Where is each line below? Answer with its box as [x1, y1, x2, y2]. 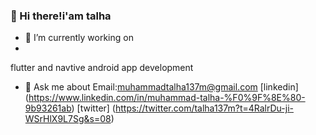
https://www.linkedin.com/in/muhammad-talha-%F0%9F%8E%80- [28, 92, 306, 104]
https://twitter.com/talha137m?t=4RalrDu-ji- [114, 102, 294, 114]
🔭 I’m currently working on [24, 32, 134, 44]
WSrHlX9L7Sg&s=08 [24, 113, 112, 125]
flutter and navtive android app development [10, 62, 194, 74]
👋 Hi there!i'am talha [10, 9, 112, 23]
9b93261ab [24, 102, 72, 114]
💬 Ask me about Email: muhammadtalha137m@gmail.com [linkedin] [24, 81, 299, 93]
